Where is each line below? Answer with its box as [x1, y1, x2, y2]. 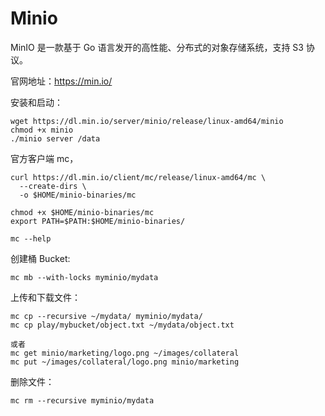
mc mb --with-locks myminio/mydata [10, 272, 159, 282]
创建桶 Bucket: [10, 252, 71, 264]
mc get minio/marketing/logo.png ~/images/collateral [10, 348, 240, 358]
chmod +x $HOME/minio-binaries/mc [10, 207, 155, 217]
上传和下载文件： [10, 291, 81, 303]
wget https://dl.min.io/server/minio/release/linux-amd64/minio [10, 116, 284, 126]
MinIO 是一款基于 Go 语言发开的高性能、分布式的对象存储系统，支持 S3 [10, 41, 304, 53]
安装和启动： [10, 96, 63, 108]
